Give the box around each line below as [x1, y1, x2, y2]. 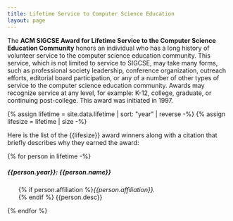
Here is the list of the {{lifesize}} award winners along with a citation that [7, 131, 218, 139]
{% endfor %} [7, 207, 48, 215]
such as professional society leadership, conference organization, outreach [7, 66, 227, 75]
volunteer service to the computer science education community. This [7, 51, 211, 60]
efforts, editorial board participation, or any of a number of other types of [7, 73, 220, 82]
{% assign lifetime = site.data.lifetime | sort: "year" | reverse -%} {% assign [7, 110, 226, 118]
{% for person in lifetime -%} [7, 152, 92, 160]
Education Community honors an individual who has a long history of [7, 44, 210, 52]
